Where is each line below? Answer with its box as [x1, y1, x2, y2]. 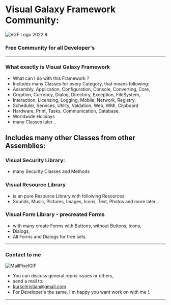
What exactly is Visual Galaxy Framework [5, 63, 110, 71]
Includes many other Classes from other [5, 133, 136, 142]
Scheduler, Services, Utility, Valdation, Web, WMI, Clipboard [12, 102, 139, 108]
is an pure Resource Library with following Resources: [12, 193, 126, 199]
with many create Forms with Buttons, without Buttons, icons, [12, 223, 141, 229]
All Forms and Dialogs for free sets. [12, 233, 87, 239]
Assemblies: [5, 141, 46, 150]
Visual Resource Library [5, 181, 66, 188]
